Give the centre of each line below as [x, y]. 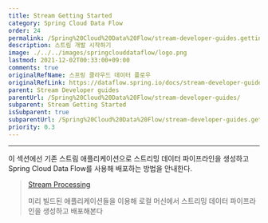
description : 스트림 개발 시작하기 [60, 46]
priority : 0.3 [32, 127]
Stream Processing [59, 184]
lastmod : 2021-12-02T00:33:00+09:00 [69, 61]
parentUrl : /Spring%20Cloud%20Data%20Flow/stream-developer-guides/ [124, 98]
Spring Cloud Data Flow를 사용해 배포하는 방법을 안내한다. [100, 168]
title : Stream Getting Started [60, 16]
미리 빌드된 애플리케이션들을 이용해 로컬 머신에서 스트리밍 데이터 [128, 201]
